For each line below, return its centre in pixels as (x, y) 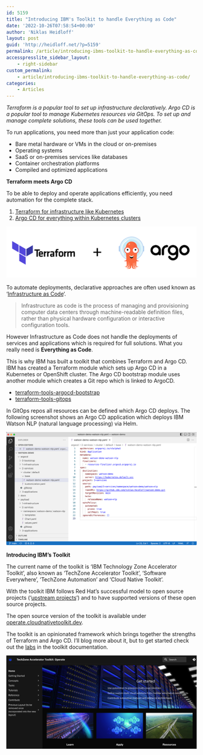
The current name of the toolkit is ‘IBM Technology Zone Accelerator (92, 567)
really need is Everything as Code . (50, 350)
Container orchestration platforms (57, 163)
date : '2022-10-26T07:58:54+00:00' (51, 25)
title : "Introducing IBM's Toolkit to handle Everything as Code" (92, 19)
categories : (21, 83)
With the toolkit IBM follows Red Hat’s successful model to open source (95, 591)
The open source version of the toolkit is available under (76, 616)
